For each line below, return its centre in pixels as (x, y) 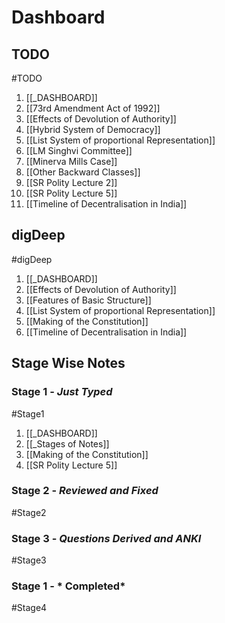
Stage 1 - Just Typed (62, 392)
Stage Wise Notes (68, 363)
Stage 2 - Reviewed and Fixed (85, 491)
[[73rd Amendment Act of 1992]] (93, 108)
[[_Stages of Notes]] (67, 443)
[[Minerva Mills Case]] (71, 161)
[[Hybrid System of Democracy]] (93, 129)
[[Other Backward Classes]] (83, 172)
